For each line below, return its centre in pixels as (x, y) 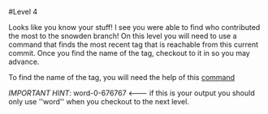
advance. (24, 61)
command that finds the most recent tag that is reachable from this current (133, 44)
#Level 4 (23, 12)
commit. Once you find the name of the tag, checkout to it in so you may (129, 53)
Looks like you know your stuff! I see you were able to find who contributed (134, 27)
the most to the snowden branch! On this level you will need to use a (123, 36)
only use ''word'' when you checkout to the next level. (99, 101)
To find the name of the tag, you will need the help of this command (122, 77)
